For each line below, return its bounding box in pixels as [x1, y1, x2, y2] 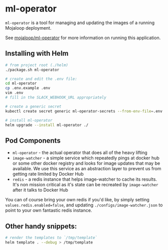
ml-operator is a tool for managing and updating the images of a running [5, 20, 155, 26]
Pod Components [5, 136, 61, 145]
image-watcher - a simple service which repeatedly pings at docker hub [12, 155, 159, 161]
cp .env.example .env [5, 86, 51, 91]
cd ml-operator [5, 81, 37, 86]
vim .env [5, 90, 24, 95]
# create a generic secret [5, 104, 62, 109]
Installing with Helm [5, 49, 69, 58]
